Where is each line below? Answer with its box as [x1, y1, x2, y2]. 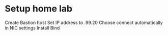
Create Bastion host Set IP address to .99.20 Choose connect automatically [5, 19, 163, 25]
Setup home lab [5, 3, 72, 14]
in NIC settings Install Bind [5, 24, 60, 30]
